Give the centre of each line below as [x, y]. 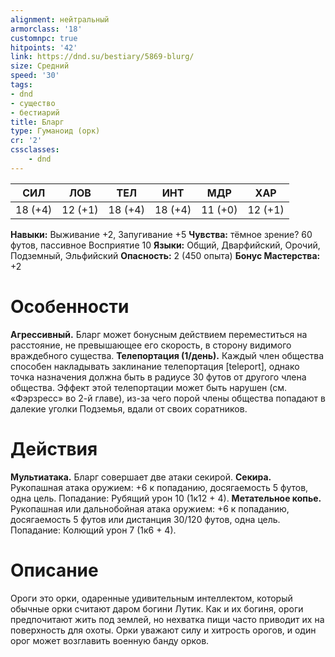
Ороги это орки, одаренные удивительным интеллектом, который [151, 598]
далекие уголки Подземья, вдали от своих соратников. [129, 408]
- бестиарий [35, 112]
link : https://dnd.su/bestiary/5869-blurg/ [102, 57]
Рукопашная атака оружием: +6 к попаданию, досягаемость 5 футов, [159, 487]
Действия [54, 448]
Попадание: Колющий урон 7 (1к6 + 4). [93, 530]
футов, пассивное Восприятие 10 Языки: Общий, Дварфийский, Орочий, [165, 245]
